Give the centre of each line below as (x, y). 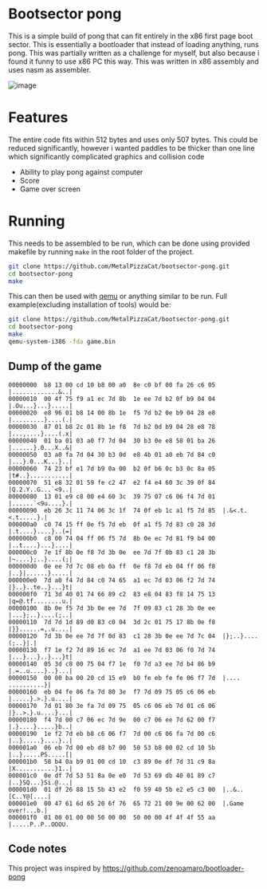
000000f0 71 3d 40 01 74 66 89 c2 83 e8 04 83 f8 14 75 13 (112, 594)
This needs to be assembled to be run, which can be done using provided (129, 243)
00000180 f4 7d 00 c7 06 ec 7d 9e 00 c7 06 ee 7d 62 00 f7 (112, 720)
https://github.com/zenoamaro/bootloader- (173, 868)
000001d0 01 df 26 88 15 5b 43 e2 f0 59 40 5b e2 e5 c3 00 (112, 789)
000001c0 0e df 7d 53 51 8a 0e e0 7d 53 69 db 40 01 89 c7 (112, 775)
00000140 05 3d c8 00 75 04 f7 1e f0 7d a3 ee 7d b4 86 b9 (112, 664)
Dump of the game (55, 366)
